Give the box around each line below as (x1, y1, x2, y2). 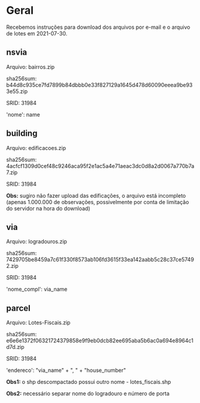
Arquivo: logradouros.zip (6, 238, 68, 245)
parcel (6, 303, 31, 313)
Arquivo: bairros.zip (6, 63, 55, 70)
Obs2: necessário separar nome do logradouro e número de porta (6, 390, 169, 397)
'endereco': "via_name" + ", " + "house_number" (6, 367, 126, 374)
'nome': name (6, 111, 40, 118)
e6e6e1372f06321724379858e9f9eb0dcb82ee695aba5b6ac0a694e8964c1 (6, 337, 193, 344)
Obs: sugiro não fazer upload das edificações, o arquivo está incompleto (6, 192, 186, 199)
